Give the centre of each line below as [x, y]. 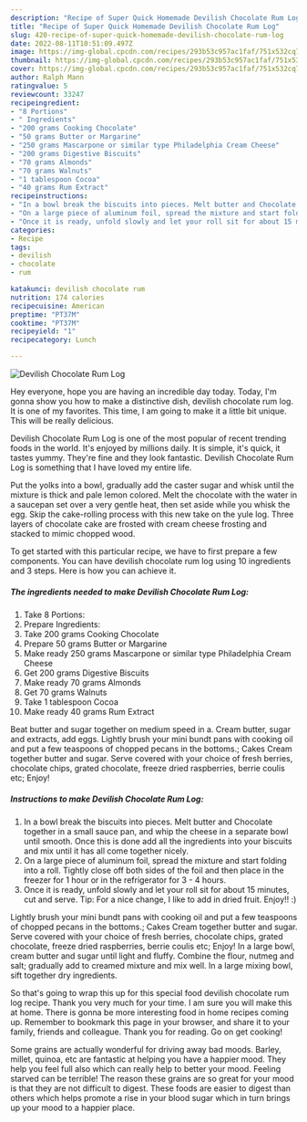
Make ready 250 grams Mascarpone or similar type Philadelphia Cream [157, 653]
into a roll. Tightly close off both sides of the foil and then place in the [154, 870]
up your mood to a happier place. [73, 1107]
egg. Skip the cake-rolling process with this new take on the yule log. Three [152, 514]
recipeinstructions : [50, 196]
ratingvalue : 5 [39, 86]
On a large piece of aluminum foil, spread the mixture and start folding [155, 860]
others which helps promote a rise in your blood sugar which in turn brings [150, 1097]
